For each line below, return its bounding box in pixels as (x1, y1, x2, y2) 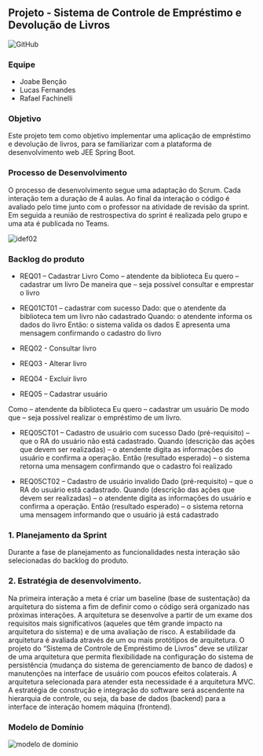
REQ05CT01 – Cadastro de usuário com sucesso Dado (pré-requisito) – (19, 428, 250, 437)
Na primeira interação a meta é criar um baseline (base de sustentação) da (8, 593, 250, 603)
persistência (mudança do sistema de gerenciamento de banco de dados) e (8, 660, 254, 670)
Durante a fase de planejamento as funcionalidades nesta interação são (8, 548, 240, 557)
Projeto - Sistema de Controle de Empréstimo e (8, 6, 242, 20)
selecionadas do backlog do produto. (8, 556, 129, 565)
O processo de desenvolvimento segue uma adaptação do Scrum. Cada (8, 185, 241, 195)
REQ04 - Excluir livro (19, 374, 88, 384)
